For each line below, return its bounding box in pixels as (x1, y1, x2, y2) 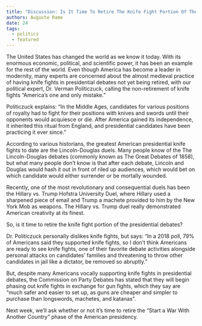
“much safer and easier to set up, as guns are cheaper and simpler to (6, 289, 178, 296)
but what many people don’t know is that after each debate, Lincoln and (6, 160, 185, 166)
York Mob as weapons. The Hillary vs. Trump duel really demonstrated (6, 203, 181, 210)
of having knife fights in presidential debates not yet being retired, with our (6, 79, 191, 86)
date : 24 (6, 20, 28, 26)
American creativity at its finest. (6, 210, 85, 216)
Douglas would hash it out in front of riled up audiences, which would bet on (6, 166, 195, 173)
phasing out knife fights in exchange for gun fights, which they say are (6, 283, 181, 289)
